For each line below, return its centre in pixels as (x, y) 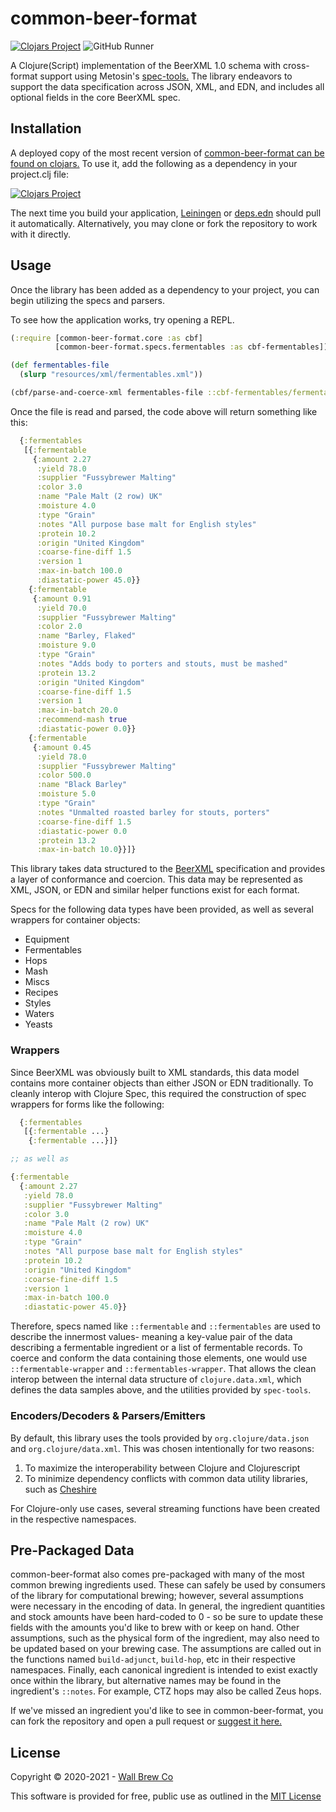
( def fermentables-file (60, 365)
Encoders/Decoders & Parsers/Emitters (108, 1416)
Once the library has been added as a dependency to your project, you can (165, 289)
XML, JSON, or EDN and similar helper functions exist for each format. (155, 890)
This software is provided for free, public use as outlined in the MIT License (166, 1796)
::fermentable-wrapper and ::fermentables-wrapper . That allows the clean (163, 1369)
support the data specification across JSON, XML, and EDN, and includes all (167, 86)
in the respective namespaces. (73, 1519)
